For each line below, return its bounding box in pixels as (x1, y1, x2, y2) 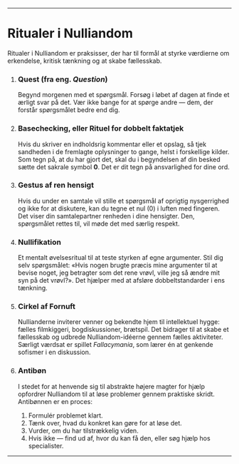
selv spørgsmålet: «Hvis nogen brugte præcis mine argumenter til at (17, 261, 218, 270)
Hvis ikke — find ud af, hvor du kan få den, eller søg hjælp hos (28, 433, 211, 443)
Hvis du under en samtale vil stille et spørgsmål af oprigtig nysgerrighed (17, 196, 230, 205)
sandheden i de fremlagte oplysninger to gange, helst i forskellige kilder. (17, 147, 230, 156)
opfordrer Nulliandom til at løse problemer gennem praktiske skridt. (17, 390, 216, 398)
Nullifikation (17, 237, 62, 247)
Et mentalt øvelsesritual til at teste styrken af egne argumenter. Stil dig (17, 253, 224, 262)
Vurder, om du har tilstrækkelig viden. (28, 426, 139, 435)
